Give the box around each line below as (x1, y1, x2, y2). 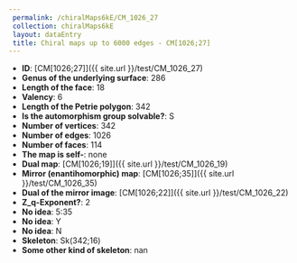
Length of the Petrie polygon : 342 (21, 101, 151, 113)
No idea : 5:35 (21, 206, 73, 217)
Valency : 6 (21, 92, 63, 103)
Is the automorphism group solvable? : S (21, 111, 175, 122)
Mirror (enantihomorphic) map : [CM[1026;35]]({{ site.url (21, 168, 235, 179)
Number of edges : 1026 (21, 130, 112, 141)
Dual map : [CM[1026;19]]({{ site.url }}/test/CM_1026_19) (21, 159, 228, 169)
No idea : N (21, 226, 62, 237)
